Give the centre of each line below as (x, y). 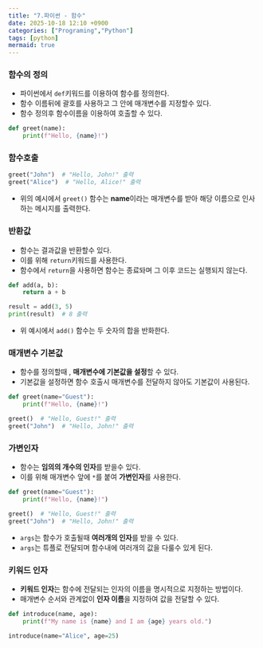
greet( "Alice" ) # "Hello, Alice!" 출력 (75, 183)
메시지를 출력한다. (63, 209)
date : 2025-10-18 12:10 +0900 (59, 23)
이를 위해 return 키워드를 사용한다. (73, 260)
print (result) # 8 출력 (48, 314)
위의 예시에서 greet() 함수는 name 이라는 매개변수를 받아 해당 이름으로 (130, 198)
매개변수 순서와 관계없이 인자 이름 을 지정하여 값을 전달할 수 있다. (120, 599)
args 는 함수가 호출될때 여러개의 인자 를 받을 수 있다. (99, 537)
